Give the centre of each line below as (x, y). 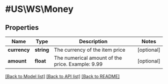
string (42, 50)
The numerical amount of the (88, 58)
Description (93, 42)
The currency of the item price (90, 50)
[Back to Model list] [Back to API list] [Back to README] (62, 76)
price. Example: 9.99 (78, 64)
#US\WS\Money (39, 9)
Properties (22, 28)
